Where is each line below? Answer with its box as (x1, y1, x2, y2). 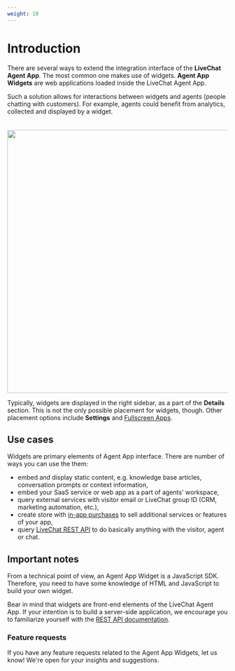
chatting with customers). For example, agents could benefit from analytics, (7, 100, 226, 108)
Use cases (7, 433, 54, 445)
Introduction (7, 40, 81, 56)
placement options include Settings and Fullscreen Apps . (7, 413, 173, 421)
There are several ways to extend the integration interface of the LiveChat (7, 64, 222, 72)
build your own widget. (7, 587, 73, 595)
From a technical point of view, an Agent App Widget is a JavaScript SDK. (7, 572, 219, 581)
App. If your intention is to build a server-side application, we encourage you (7, 608, 228, 616)
